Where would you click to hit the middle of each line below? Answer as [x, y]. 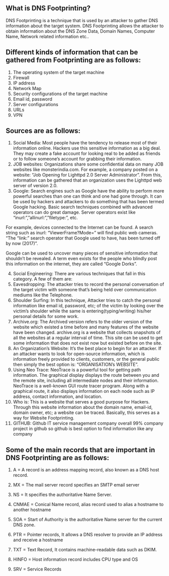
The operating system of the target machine [59, 72]
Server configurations [35, 104]
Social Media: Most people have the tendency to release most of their [85, 143]
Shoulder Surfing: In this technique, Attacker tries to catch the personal [87, 300]
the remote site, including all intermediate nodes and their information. [86, 381]
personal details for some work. [46, 316]
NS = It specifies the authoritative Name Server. [62, 495]
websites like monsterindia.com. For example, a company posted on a [85, 170]
